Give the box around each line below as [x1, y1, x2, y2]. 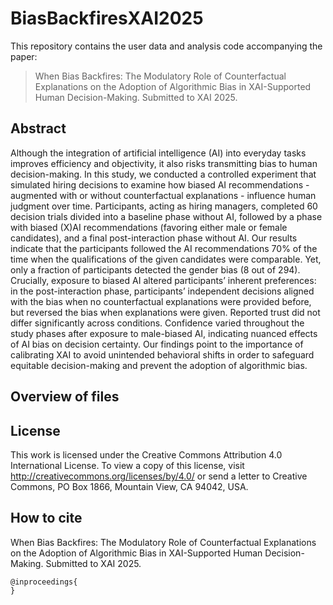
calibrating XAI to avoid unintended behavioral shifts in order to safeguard [10, 348, 315, 361]
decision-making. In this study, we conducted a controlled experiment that [10, 168, 317, 180]
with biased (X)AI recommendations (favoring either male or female [10, 221, 288, 233]
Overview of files [10, 388, 120, 406]
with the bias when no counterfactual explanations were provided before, [10, 295, 312, 307]
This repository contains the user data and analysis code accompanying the [10, 40, 323, 52]
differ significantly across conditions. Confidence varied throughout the [10, 317, 305, 329]
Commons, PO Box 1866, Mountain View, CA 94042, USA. [10, 480, 249, 492]
